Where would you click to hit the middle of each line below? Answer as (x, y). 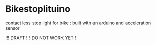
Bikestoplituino (38, 9)
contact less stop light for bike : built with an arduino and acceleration (78, 23)
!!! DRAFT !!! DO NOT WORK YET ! (41, 38)
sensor (12, 28)
